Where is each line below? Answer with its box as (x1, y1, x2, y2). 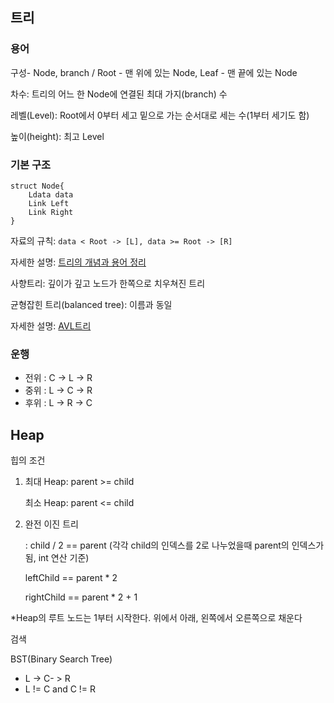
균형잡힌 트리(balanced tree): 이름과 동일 (10, 298, 173, 310)
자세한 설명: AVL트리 (10, 319, 92, 332)
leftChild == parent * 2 (24, 572, 118, 584)
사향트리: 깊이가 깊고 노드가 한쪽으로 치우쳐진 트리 (10, 277, 206, 289)
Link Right (28, 207, 74, 217)
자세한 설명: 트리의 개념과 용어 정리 (10, 256, 147, 268)
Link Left (28, 198, 70, 208)
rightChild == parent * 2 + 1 (24, 591, 138, 603)
